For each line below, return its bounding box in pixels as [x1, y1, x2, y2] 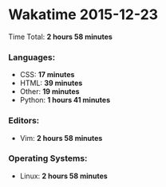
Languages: [8, 52, 56, 63]
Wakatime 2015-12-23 [8, 6, 158, 24]
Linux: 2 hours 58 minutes [19, 171, 108, 181]
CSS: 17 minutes [19, 70, 75, 80]
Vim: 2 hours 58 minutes [19, 133, 103, 142]
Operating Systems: [8, 153, 88, 164]
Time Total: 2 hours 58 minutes [8, 32, 113, 41]
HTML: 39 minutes [19, 78, 83, 88]
